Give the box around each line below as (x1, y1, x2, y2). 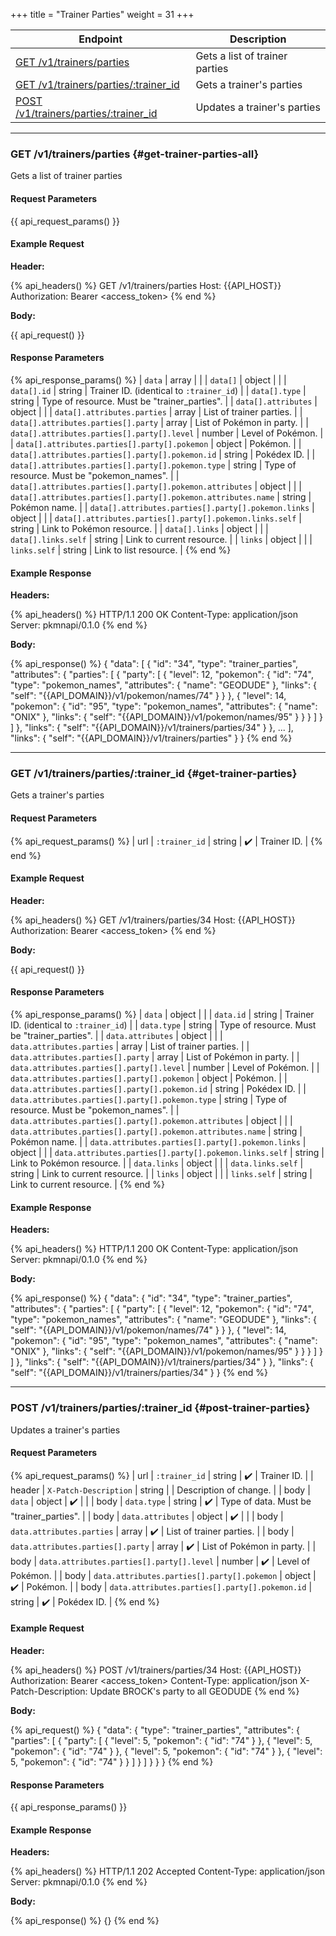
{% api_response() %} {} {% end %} (10, 1915, 160, 1927)
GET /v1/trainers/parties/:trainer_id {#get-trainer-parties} (10, 767, 298, 781)
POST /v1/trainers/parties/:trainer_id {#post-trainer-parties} (10, 1401, 311, 1415)
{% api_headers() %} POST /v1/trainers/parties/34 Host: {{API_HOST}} (10, 1664, 302, 1676)
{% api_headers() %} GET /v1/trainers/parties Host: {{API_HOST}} (10, 279, 282, 291)
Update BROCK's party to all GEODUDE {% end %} (89, 1685, 300, 1697)
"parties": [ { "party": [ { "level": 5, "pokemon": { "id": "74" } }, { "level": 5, (10, 1734, 313, 1746)
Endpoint (78, 32, 123, 46)
